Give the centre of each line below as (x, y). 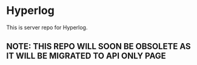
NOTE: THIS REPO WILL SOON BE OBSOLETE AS (98, 46)
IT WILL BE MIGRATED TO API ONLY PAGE (86, 56)
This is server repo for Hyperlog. (47, 27)
